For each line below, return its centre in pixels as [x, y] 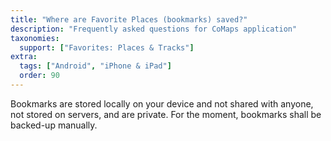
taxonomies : [35, 38]
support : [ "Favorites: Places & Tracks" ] [107, 47]
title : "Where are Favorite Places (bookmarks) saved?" [129, 19]
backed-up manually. [54, 125]
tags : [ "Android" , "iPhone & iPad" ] [95, 66]
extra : [24, 57]
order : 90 [39, 76]
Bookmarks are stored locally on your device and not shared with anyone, [162, 103]
